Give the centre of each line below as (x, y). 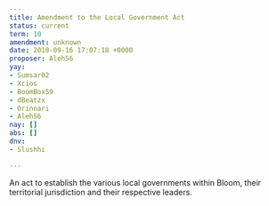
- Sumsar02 (29, 75)
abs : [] (24, 133)
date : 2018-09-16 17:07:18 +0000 (71, 51)
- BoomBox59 (31, 91)
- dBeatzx (28, 100)
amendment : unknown (45, 42)
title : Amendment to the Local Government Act (97, 17)
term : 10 (25, 34)
